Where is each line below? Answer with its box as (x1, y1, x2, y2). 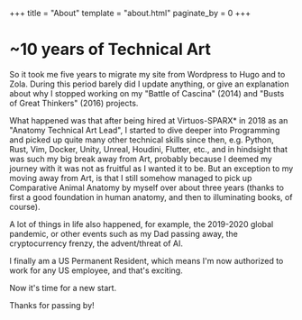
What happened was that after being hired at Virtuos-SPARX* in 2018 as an (9, 114, 288, 125)
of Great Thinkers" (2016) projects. (9, 97, 139, 108)
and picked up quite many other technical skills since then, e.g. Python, (9, 134, 275, 145)
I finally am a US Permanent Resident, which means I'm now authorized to (9, 255, 284, 266)
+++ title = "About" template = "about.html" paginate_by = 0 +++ (9, 8, 251, 18)
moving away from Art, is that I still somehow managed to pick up (9, 172, 252, 183)
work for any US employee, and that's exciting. (9, 265, 183, 276)
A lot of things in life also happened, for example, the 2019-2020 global (9, 218, 274, 229)
